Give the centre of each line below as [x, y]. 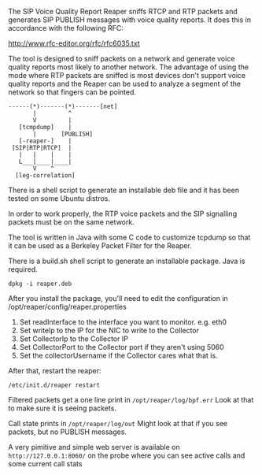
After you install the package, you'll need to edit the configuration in [118, 298]
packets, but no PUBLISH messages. [68, 432]
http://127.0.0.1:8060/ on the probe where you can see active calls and [127, 455]
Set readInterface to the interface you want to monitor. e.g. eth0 [123, 322]
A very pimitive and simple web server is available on [94, 447]
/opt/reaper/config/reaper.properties [68, 307]
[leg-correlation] [46, 176]
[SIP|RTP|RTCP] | [42, 148]
